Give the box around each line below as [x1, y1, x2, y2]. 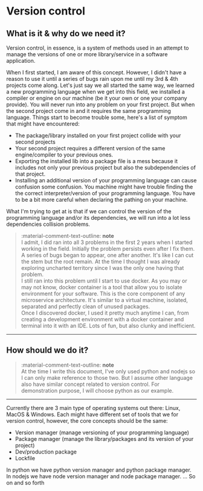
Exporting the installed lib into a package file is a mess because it [14, 158, 178, 164]
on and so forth [6, 479, 45, 486]
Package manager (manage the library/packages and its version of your [14, 435, 194, 442]
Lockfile [14, 454, 35, 461]
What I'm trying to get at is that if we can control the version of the [6, 208, 172, 215]
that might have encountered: [6, 120, 80, 127]
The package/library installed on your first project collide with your [14, 132, 181, 139]
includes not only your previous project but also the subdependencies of [14, 164, 196, 171]
